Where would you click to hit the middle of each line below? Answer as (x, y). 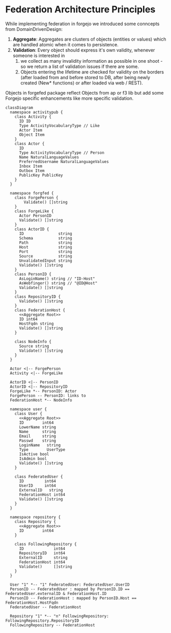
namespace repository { (35, 517)
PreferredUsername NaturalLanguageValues (64, 161)
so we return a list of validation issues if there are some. (80, 66)
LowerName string (37, 427)
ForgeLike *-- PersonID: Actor (43, 391)
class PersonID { (33, 274)
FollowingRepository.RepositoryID (42, 621)
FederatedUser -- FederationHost (46, 607)
